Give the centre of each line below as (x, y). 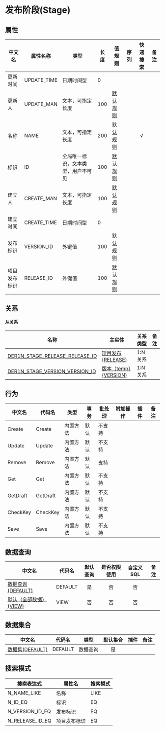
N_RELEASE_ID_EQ (29, 721)
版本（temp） (116, 368)
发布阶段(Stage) (38, 10)
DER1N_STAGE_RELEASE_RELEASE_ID (52, 356)
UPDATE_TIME (41, 80)
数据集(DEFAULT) (28, 650)
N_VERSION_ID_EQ (29, 711)
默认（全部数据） (27, 600)
